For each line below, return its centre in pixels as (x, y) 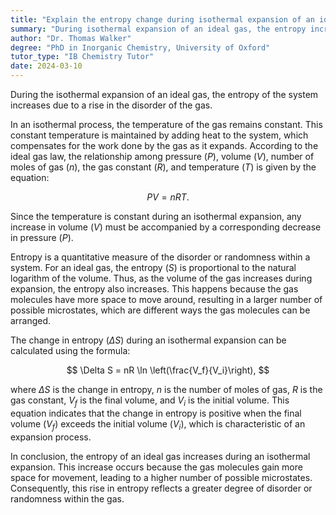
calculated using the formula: (70, 350)
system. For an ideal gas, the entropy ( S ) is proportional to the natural (153, 267)
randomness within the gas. (67, 498)
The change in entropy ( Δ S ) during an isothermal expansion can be (148, 340)
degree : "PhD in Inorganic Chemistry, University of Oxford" (140, 47)
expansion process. (51, 437)
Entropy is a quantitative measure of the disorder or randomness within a (160, 257)
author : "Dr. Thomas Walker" (71, 38)
